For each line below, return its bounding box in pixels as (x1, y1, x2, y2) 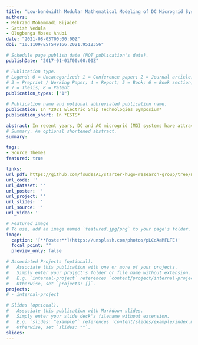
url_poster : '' (6, 188, 44, 194)
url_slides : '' (6, 199, 44, 205)
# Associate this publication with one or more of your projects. (6, 264, 178, 270)
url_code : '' (6, 177, 38, 183)
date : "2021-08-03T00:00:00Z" (6, 36, 81, 42)
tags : (6, 144, 19, 151)
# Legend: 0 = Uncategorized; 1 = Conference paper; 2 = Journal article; (6, 74, 194, 80)
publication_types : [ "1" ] (6, 90, 70, 96)
